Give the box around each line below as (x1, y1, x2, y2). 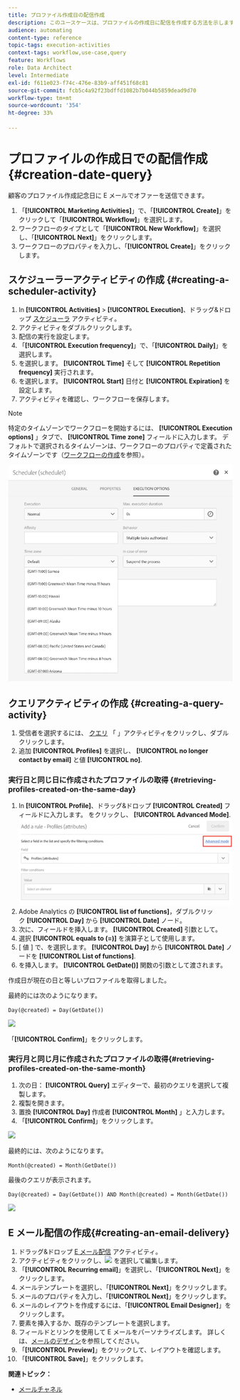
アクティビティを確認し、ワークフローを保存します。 (18, 394, 174, 403)
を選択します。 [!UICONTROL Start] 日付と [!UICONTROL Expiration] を (18, 376, 231, 385)
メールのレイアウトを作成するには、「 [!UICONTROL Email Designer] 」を (18, 1301, 231, 1309)
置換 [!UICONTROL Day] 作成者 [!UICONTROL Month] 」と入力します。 (18, 1107, 229, 1116)
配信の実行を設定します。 (18, 332, 93, 341)
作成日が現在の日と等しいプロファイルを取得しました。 (8, 976, 170, 984)
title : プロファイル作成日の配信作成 (8, 11, 105, 19)
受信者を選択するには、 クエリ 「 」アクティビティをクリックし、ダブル (18, 729, 229, 737)
